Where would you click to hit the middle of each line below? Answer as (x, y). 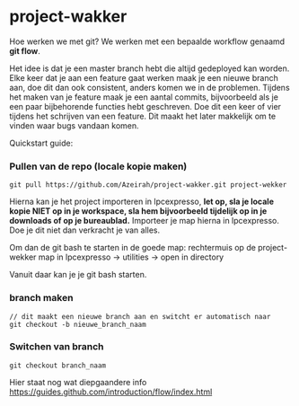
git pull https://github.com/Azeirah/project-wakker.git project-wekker (148, 185)
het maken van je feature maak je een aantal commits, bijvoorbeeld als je (144, 97)
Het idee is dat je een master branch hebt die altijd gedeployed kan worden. (149, 68)
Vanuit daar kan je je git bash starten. (78, 275)
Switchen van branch (57, 347)
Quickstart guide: (41, 143)
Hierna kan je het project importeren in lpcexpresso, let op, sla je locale (141, 202)
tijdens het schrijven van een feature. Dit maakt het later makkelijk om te (143, 116)
